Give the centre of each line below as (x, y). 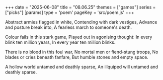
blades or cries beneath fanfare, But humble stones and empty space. (77, 57)
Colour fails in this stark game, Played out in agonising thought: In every (79, 37)
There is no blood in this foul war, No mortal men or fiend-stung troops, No (82, 52)
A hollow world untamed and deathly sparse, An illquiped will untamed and (81, 67)
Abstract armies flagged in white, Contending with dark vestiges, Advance (81, 22)
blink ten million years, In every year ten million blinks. (60, 42)
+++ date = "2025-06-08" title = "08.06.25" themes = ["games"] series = (81, 7)
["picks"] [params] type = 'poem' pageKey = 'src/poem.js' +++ (70, 12)
